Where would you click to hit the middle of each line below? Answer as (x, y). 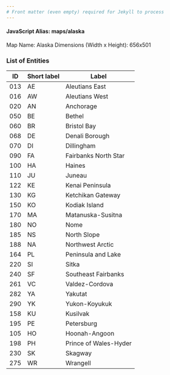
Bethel (74, 116)
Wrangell (78, 363)
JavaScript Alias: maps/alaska (46, 32)
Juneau (76, 176)
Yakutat (76, 294)
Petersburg (81, 324)
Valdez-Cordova (89, 284)
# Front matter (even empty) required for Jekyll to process (85, 12)
